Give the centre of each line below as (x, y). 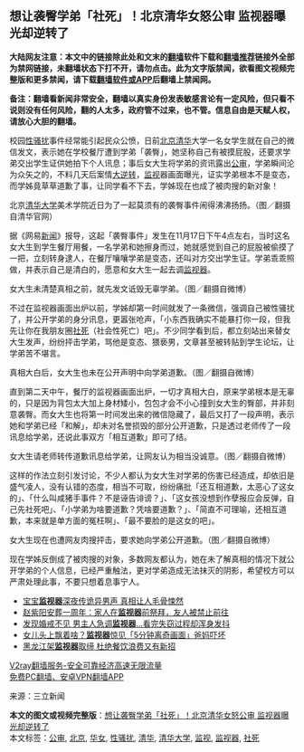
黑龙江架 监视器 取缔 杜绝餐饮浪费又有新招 (99, 646)
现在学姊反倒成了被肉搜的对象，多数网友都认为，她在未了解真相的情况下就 (148, 558)
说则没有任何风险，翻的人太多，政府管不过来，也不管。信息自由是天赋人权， (152, 109)
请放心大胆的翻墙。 (45, 121)
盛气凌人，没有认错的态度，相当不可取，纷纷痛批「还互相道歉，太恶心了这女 (152, 486)
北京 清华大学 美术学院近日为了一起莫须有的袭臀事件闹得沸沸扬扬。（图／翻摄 (150, 205)
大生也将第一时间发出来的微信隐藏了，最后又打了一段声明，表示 (176, 414)
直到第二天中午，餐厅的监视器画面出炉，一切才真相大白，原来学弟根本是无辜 (152, 391)
